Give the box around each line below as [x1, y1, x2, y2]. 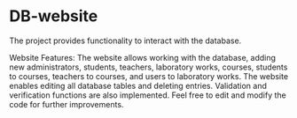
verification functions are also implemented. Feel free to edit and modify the [9, 90, 286, 100]
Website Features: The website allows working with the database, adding [9, 52, 277, 63]
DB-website [9, 6, 98, 26]
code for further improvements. [9, 99, 124, 109]
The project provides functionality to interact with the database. [9, 35, 242, 46]
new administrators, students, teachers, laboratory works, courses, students [9, 62, 288, 72]
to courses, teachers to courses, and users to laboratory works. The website [9, 70, 289, 81]
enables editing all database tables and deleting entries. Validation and [9, 80, 268, 91]
